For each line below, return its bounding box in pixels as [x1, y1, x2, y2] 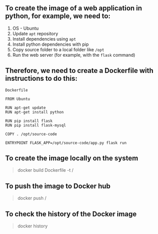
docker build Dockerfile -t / [17, 167, 74, 173]
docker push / [17, 195, 47, 201]
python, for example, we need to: [5, 12, 111, 21]
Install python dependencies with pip [12, 41, 89, 47]
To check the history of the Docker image [5, 209, 137, 218]
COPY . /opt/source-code [5, 132, 57, 137]
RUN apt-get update [5, 105, 46, 110]
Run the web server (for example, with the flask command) [12, 52, 135, 58]
